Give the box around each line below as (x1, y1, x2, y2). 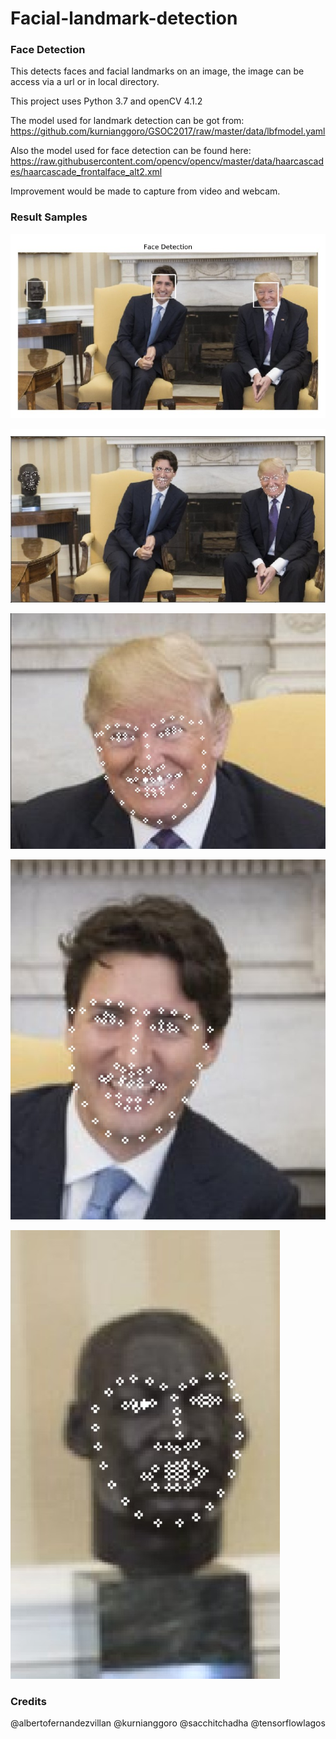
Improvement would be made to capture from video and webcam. (10, 185, 281, 197)
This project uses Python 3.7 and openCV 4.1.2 (10, 95, 203, 107)
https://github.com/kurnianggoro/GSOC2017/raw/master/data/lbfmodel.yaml (10, 125, 326, 137)
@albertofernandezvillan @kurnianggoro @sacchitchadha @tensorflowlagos (10, 1717, 326, 1729)
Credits (10, 1694, 47, 1708)
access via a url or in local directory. (10, 76, 160, 88)
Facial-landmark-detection (10, 7, 238, 30)
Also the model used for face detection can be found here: (10, 145, 252, 157)
